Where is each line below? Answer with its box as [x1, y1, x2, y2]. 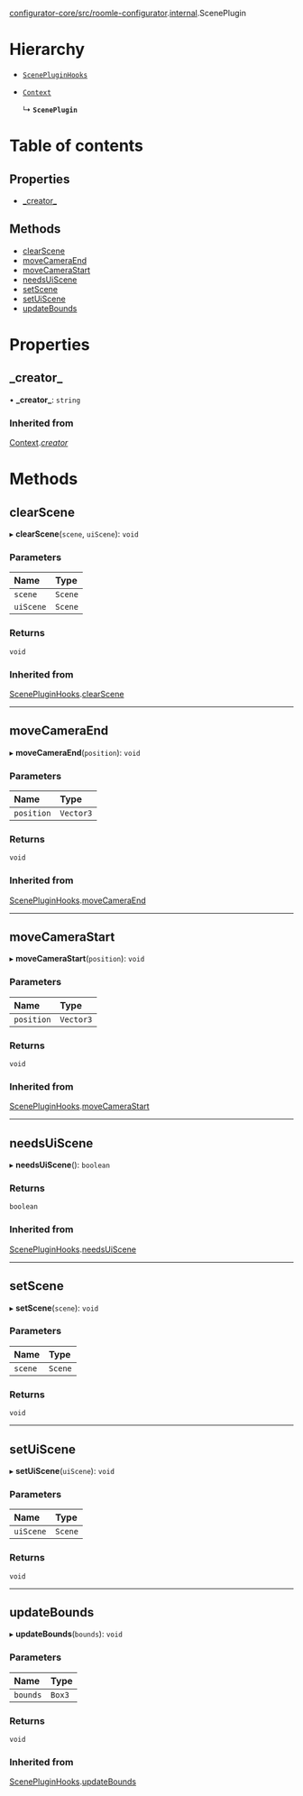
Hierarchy [9, 40, 86, 60]
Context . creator [9, 437, 69, 448]
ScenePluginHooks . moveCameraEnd [9, 895, 146, 906]
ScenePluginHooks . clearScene [9, 688, 124, 699]
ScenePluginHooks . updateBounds [9, 1776, 137, 1787]
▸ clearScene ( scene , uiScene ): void [9, 529, 139, 539]
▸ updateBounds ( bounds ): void [9, 1628, 124, 1640]
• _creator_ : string [9, 394, 81, 405]
